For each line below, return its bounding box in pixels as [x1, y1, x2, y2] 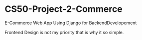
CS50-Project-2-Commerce [4, 3, 123, 15]
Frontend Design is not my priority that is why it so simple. [4, 29, 124, 35]
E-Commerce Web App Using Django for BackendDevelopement [4, 20, 137, 26]
